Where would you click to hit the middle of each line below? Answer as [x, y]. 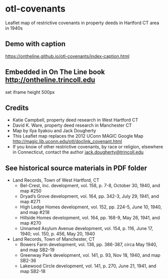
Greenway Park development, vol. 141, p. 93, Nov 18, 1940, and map [90, 255]
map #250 [31, 191]
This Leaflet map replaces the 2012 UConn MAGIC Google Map [78, 136]
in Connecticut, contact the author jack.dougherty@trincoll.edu [78, 152]
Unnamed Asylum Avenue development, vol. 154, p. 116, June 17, [87, 229]
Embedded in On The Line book [55, 72]
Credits [17, 108]
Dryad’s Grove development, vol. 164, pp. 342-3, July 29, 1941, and [90, 196]
